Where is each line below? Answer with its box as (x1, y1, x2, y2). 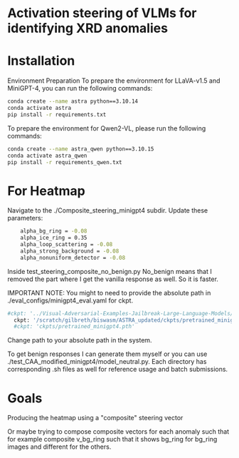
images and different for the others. (7, 442, 112, 451)
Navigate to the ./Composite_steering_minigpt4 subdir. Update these (7, 206, 208, 215)
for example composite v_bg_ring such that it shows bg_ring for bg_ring (7, 435, 218, 444)
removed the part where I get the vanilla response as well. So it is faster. (7, 275, 219, 283)
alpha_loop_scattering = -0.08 (20, 241, 113, 248)
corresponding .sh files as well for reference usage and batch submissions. (7, 365, 228, 374)
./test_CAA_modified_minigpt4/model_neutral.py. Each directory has (7, 357, 207, 366)
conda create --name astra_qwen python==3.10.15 (7, 145, 154, 153)
